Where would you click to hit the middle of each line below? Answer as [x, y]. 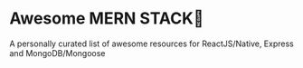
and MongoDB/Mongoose [57, 53]
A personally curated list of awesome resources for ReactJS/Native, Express [151, 44]
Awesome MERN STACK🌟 [107, 19]
